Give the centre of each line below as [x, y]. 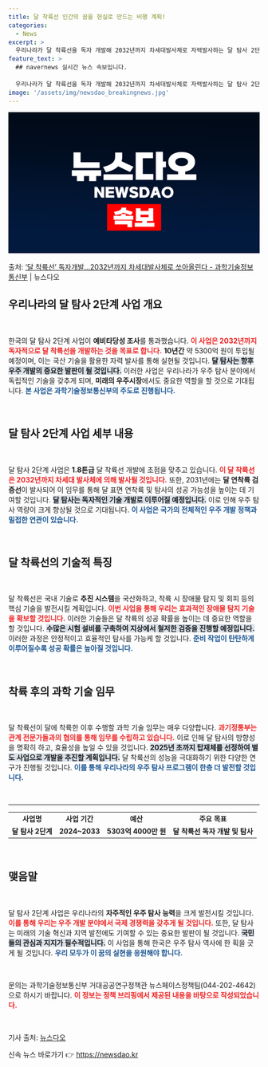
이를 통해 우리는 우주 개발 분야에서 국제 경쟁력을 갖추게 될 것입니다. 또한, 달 [124, 923]
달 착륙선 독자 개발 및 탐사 [213, 831]
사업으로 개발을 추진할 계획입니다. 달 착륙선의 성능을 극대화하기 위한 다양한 [132, 758]
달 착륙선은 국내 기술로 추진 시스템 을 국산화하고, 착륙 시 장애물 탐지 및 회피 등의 [131, 599]
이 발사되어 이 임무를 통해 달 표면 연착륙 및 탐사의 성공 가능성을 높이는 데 [134, 490]
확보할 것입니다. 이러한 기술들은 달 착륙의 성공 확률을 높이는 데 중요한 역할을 [134, 619]
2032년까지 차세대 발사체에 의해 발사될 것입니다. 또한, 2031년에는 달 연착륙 [134, 479]
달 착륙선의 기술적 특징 [61, 563]
